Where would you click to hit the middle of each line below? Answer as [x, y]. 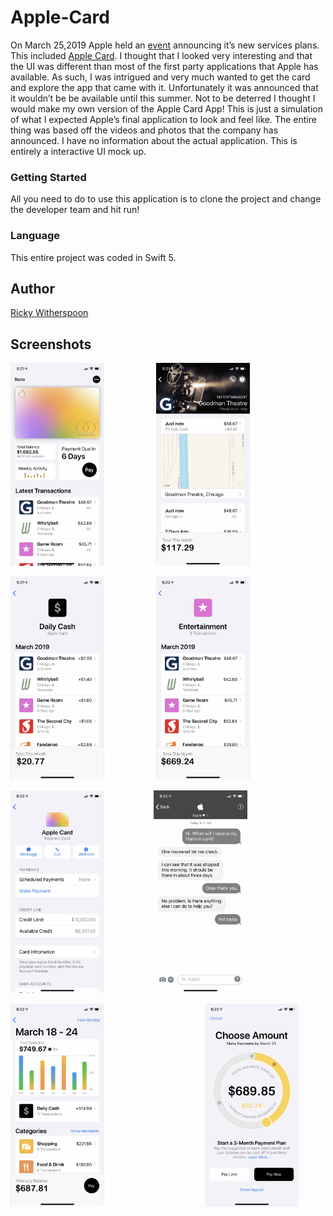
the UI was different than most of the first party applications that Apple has [164, 66]
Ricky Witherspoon [49, 313]
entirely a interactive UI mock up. [78, 151]
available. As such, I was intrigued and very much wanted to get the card [160, 77]
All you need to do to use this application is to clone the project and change [166, 199]
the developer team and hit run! [75, 210]
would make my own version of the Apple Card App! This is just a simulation [166, 108]
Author [32, 288]
